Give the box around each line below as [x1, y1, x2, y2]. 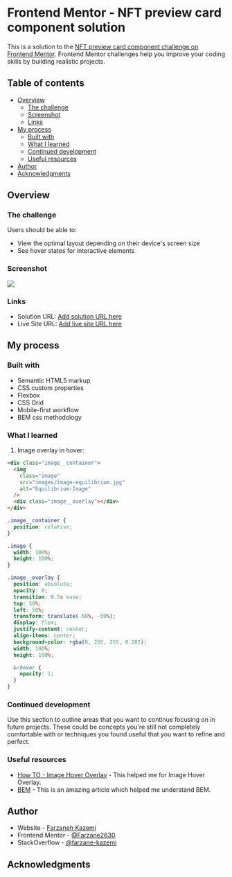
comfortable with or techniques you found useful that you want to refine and [7, 730, 225, 738]
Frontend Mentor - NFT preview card [7, 5, 222, 21]
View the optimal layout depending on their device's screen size [17, 239, 200, 247]
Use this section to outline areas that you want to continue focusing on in [7, 716, 216, 724]
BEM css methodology [17, 413, 82, 421]
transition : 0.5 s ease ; [13, 594, 82, 601]
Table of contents [7, 78, 84, 89]
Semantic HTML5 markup [17, 376, 91, 384]
